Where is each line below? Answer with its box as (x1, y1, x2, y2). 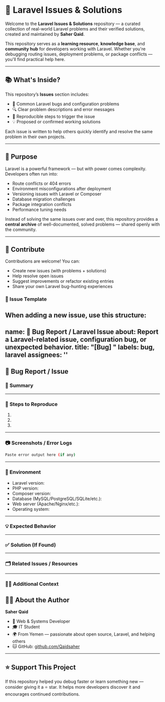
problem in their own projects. (5, 134, 66, 140)
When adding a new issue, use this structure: (5, 311, 146, 319)
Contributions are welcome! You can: (5, 258, 80, 264)
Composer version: (12, 490, 51, 496)
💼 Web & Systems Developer (12, 618, 70, 624)
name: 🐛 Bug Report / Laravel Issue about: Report (5, 328, 159, 336)
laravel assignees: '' (5, 351, 68, 359)
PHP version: (12, 485, 39, 491)
